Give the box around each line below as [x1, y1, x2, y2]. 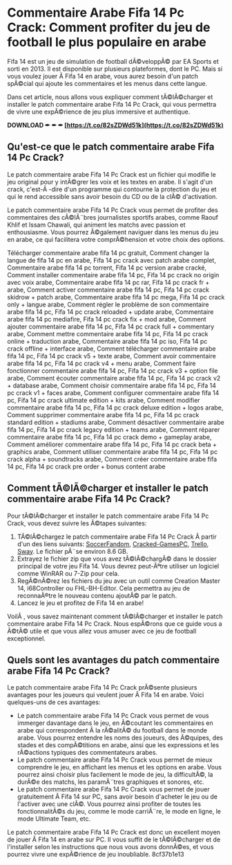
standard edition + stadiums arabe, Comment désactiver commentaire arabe [7, 418, 224, 426]
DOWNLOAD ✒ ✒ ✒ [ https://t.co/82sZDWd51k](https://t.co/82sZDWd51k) [7, 121, 224, 129]
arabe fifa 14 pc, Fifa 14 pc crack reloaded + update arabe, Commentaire [7, 307, 214, 316]
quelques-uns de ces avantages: [7, 698, 101, 706]
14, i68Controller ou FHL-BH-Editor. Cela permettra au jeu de [17, 584, 190, 592]
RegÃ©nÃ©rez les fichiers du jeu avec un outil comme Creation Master [17, 577, 221, 585]
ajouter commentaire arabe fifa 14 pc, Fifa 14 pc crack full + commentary [7, 322, 215, 331]
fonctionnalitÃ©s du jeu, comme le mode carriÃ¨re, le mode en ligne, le [17, 807, 221, 816]
